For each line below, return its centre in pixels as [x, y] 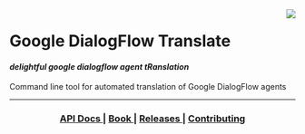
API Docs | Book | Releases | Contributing [152, 119]
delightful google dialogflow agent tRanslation [99, 66]
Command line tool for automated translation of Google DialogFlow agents [148, 87]
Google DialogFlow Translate [120, 41]
